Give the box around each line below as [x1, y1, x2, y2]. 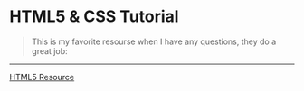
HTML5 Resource [9, 71, 75, 82]
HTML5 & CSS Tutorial [9, 6, 179, 27]
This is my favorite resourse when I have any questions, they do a [31, 36, 277, 47]
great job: [31, 45, 68, 56]
